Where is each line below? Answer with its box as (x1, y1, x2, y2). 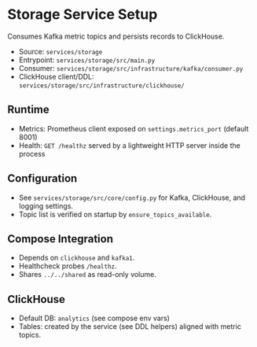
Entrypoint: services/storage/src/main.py (18, 55, 156, 65)
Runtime (7, 103, 50, 116)
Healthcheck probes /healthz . (18, 261, 117, 271)
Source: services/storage (18, 46, 103, 56)
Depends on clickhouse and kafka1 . (18, 253, 135, 263)
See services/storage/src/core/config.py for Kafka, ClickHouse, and (18, 193, 245, 202)
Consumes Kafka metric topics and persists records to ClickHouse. (7, 31, 225, 41)
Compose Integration (7, 232, 113, 245)
